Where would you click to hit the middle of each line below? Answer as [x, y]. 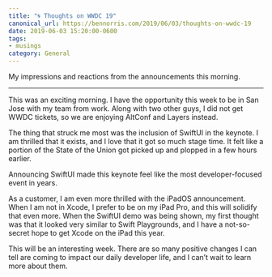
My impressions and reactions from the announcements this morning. [124, 77]
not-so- [238, 224]
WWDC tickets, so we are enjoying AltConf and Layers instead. [113, 117]
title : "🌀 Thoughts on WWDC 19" [63, 16]
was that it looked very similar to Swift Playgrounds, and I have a [116, 224]
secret [19, 233]
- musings [25, 46]
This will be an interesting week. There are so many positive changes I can [133, 249]
